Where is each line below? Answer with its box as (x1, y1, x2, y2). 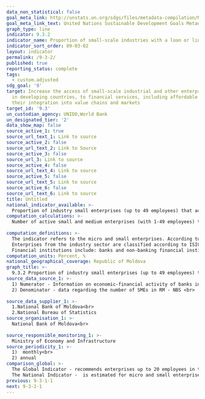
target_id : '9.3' (6, 105, 51, 112)
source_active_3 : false (6, 151, 67, 157)
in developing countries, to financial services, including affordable (12, 94, 198, 100)
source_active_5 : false (6, 173, 67, 180)
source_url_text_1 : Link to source (6, 134, 97, 140)
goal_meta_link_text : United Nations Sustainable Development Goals (6, 20, 184, 26)
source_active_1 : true (6, 128, 64, 134)
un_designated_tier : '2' (6, 117, 70, 123)
